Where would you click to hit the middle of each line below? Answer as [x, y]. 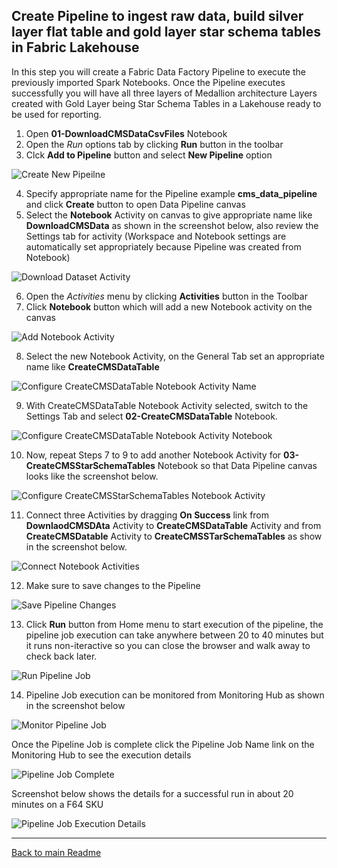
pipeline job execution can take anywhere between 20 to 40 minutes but [174, 635]
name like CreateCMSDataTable [92, 366]
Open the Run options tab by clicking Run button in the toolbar [154, 144]
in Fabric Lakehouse [75, 47]
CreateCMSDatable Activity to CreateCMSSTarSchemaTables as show [174, 536]
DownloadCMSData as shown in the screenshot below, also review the [172, 225]
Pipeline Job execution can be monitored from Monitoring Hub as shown [175, 695]
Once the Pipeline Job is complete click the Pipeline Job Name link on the [163, 744]
